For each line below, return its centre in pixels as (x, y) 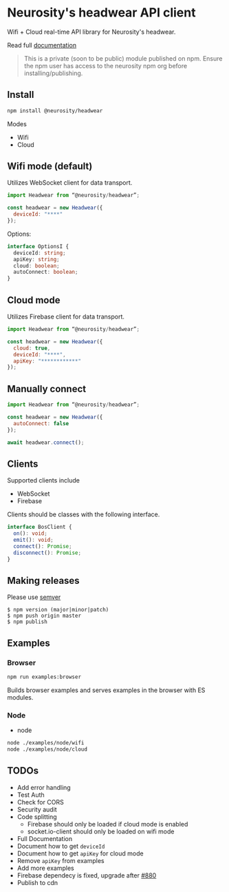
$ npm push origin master (44, 616)
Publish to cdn (37, 882)
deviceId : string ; (40, 253)
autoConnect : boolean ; (46, 272)
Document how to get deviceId (61, 846)
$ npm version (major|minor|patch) (58, 610)
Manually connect (47, 388)
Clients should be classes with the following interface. (84, 514)
